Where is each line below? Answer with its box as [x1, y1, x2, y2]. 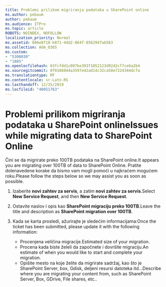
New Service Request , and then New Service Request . [12, 194, 128, 200]
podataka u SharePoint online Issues [5, 119, 158, 131]
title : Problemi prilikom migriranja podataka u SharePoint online [5, 7, 149, 13]
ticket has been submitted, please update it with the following [12, 224, 139, 230]
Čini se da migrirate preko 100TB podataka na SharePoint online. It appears [5, 157, 159, 163]
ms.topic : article [5, 26, 44, 31]
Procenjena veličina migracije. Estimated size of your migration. [20, 239, 150, 245]
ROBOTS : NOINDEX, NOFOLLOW [5, 31, 62, 36]
